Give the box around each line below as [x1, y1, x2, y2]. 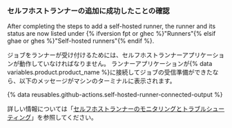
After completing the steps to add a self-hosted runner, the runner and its [7, 22, 216, 30]
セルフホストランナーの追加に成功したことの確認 [7, 6, 171, 15]
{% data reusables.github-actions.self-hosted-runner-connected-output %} [7, 91, 223, 99]
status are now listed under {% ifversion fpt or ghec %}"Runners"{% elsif [7, 30, 216, 38]
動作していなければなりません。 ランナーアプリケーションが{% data [19, 60, 213, 68]
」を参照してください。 [30, 114, 98, 122]
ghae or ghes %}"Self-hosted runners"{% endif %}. [7, 36, 155, 45]
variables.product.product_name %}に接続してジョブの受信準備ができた [7, 68, 213, 76]
